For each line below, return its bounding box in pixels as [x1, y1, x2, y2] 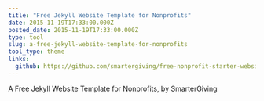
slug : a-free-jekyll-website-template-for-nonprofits [8, 41, 189, 49]
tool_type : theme [8, 48, 65, 56]
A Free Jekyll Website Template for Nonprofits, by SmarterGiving [8, 84, 218, 93]
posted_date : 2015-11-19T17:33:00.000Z [8, 26, 139, 34]
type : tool [8, 33, 44, 41]
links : [8, 56, 30, 63]
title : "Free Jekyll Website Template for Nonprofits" [8, 11, 192, 20]
